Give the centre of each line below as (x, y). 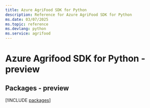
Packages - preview (37, 88)
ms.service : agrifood (28, 33)
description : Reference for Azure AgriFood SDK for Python (69, 15)
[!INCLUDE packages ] (28, 100)
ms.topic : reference (27, 24)
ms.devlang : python (26, 29)
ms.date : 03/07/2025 (27, 19)
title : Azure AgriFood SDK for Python (46, 10)
